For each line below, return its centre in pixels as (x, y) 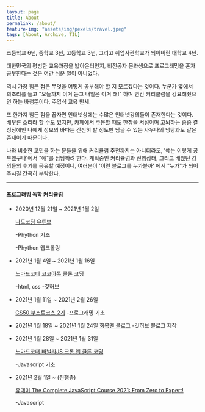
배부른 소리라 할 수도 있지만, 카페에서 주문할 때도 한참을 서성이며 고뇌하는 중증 (99, 122)
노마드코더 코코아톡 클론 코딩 (49, 274)
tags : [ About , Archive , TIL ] (43, 35)
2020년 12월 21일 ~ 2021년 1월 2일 (57, 209)
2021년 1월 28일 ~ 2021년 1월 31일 (57, 339)
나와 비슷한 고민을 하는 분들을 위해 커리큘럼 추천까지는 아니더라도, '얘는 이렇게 (99, 151)
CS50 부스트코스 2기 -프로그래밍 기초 (60, 313)
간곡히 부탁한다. (41, 173)
